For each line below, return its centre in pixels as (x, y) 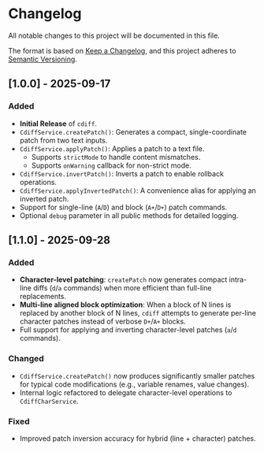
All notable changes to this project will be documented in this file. (114, 35)
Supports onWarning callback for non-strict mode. (111, 165)
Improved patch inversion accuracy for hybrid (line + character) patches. (138, 438)
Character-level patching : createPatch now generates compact (123, 279)
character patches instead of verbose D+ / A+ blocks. (103, 322)
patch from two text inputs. (63, 140)
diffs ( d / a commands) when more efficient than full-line (122, 288)
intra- (238, 279)
